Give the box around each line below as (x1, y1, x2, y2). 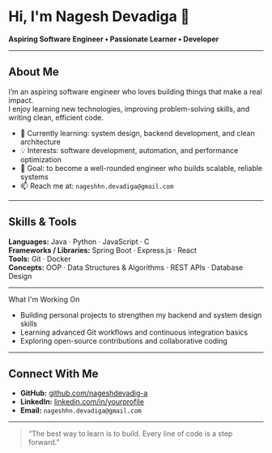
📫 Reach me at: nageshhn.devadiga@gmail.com (19, 181, 174, 190)
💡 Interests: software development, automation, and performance (19, 145, 239, 155)
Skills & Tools (8, 215, 77, 229)
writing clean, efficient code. (8, 113, 104, 122)
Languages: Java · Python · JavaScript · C (8, 237, 150, 246)
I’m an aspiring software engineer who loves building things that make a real (8, 87, 262, 96)
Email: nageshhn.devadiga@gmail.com (19, 405, 142, 416)
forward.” (28, 438, 60, 447)
